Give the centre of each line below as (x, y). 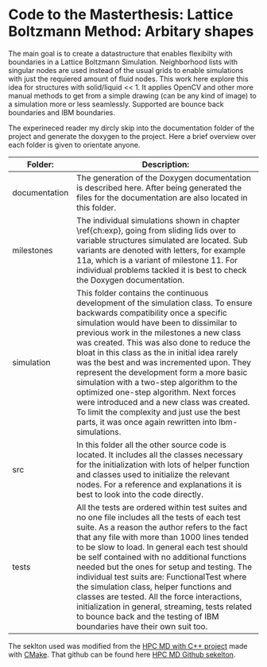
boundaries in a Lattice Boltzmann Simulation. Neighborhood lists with (123, 62)
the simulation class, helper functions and (154, 587)
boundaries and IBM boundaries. (62, 112)
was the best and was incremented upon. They (164, 362)
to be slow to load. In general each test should (163, 547)
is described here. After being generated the (159, 187)
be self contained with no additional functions (162, 557)
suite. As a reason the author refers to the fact (162, 527)
